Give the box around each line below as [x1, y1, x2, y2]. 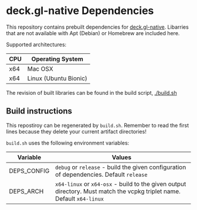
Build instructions [6, 106, 72, 116]
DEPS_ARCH [9, 187, 44, 195]
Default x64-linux [55, 194, 104, 202]
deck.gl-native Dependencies [6, 4, 154, 18]
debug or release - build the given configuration [55, 163, 186, 171]
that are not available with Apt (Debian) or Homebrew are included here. [6, 29, 180, 36]
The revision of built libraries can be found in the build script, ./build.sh [6, 89, 177, 96]
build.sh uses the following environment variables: [6, 139, 130, 146]
